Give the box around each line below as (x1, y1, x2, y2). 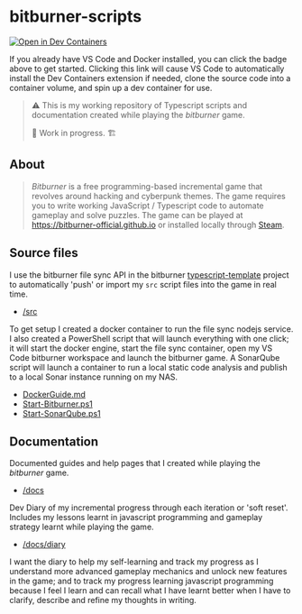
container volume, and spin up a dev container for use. (9, 82, 213, 93)
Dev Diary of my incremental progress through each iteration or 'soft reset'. (9, 502, 288, 513)
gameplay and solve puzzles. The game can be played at (31, 209, 243, 220)
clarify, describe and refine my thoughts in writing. (9, 595, 197, 606)
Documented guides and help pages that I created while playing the (9, 458, 261, 469)
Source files (9, 245, 78, 261)
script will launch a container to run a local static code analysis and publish (9, 362, 288, 372)
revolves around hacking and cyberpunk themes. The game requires (31, 190, 286, 201)
